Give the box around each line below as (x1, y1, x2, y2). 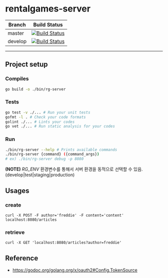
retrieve (5, 229, 25, 236)
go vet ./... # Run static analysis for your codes (5, 124, 115, 129)
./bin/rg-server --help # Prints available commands (5, 147, 117, 152)
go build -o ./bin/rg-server (5, 86, 66, 92)
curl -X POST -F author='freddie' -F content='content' (5, 213, 124, 218)
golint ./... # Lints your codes (5, 119, 75, 124)
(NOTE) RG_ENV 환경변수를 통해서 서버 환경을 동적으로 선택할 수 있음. (5, 166, 143, 172)
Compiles (5, 75, 29, 82)
